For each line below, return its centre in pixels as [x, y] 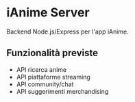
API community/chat [45, 84]
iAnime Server [48, 13]
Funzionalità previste [52, 53]
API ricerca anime [41, 69]
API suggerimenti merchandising [62, 91]
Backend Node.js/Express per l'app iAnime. [68, 31]
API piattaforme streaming [53, 77]
